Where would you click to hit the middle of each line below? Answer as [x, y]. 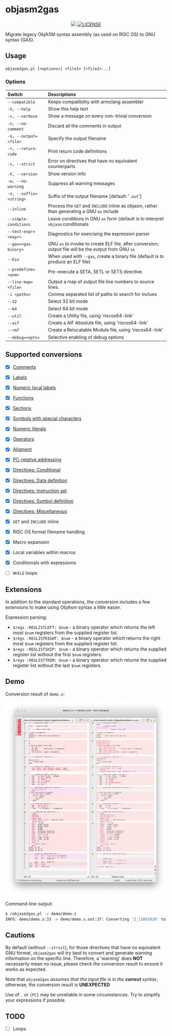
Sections [22, 408]
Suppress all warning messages [81, 183]
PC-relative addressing [37, 460]
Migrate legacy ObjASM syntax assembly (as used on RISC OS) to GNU [80, 34]
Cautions [20, 935]
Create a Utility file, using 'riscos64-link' [91, 316]
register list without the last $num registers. [57, 665]
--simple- [18, 219]
